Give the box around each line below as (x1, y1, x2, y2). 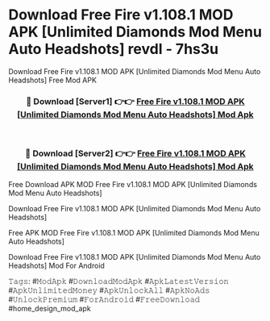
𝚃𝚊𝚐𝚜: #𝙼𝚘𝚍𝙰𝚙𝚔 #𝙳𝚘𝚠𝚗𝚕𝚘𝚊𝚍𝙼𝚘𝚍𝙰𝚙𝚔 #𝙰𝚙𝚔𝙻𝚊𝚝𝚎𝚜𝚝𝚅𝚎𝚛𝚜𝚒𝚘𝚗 (8, 276, 230, 286)
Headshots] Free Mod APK (8, 75, 97, 85)
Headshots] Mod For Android (8, 261, 105, 270)
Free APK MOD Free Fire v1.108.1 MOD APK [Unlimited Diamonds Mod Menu (8, 227, 260, 237)
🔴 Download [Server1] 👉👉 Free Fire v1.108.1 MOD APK (25, 95, 246, 106)
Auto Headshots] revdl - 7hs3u (8, 40, 219, 58)
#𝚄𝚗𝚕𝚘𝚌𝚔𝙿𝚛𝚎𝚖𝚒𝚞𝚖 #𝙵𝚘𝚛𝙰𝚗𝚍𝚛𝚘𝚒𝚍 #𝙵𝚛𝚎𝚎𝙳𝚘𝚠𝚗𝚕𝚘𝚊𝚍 (8, 294, 200, 304)
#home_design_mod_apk (8, 303, 91, 313)
